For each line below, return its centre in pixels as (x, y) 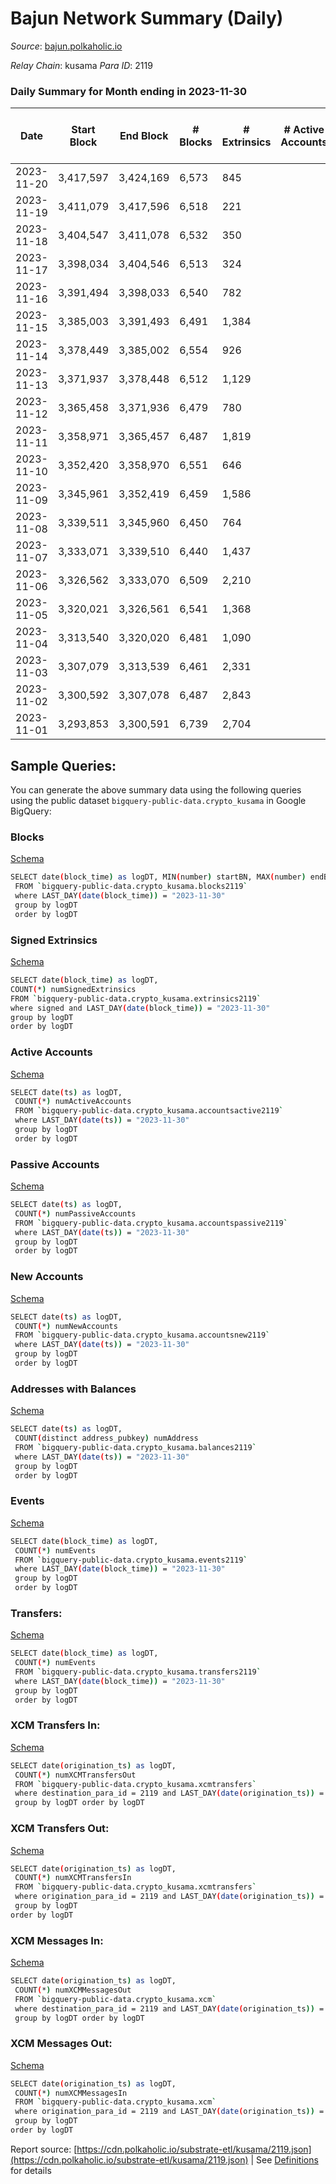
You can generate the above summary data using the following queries (156, 790)
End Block (144, 136)
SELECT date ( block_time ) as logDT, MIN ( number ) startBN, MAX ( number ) (158, 877)
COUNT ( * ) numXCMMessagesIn (71, 2093)
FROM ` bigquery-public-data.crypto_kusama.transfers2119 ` (138, 1672)
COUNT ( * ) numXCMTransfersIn (73, 1878)
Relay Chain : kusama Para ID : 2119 (81, 65)
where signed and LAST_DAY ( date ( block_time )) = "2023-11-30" (140, 1008)
